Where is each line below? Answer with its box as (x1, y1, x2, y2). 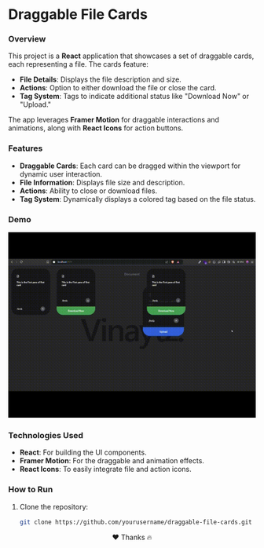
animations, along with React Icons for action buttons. (8, 123, 184, 133)
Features (8, 143, 43, 154)
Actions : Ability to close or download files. (19, 186, 158, 195)
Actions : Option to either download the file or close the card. (19, 83, 217, 93)
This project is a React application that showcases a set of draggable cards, (8, 51, 255, 60)
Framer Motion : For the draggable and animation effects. (19, 456, 204, 466)
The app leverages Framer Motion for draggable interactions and (8, 115, 220, 125)
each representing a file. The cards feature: (8, 60, 149, 69)
